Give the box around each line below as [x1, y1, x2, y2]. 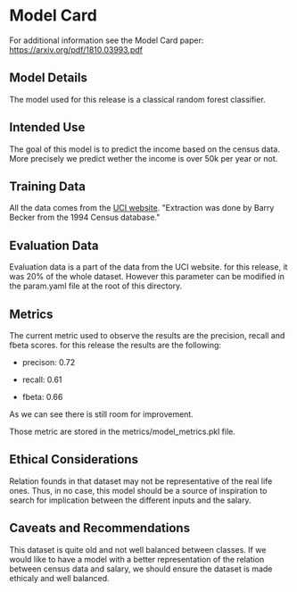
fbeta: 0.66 [21, 392, 63, 402]
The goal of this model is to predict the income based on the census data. [9, 144, 281, 154]
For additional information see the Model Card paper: [9, 35, 204, 46]
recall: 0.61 [21, 374, 62, 385]
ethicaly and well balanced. [9, 572, 110, 583]
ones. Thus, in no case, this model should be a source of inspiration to [9, 485, 268, 496]
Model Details [9, 71, 87, 86]
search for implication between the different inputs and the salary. [9, 495, 252, 505]
